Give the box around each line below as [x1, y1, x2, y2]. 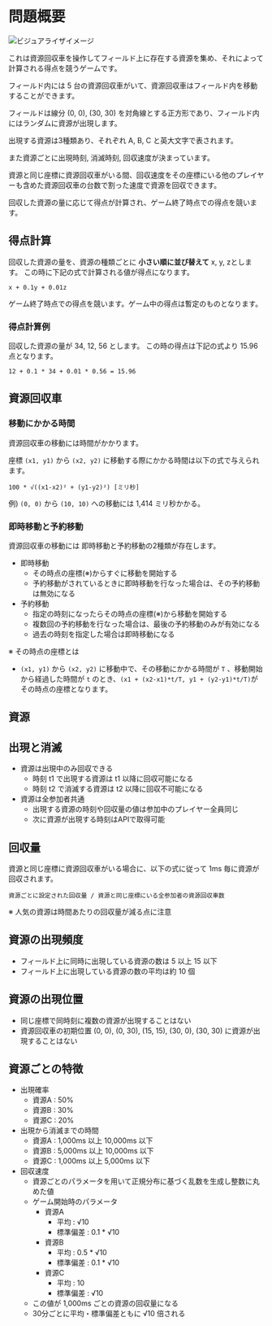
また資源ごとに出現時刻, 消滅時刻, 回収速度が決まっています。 [8, 152, 215, 163]
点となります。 [8, 351, 58, 361]
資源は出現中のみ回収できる [19, 764, 114, 774]
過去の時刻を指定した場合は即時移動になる [32, 630, 175, 639]
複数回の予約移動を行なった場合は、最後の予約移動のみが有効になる [32, 619, 261, 629]
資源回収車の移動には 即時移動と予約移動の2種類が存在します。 [8, 541, 221, 551]
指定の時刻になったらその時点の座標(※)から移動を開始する [32, 609, 227, 619]
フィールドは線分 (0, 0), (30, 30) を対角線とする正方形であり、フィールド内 [8, 107, 260, 118]
